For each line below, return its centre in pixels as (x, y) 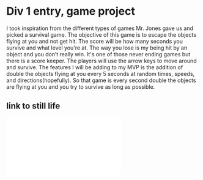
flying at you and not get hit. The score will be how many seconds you (95, 41)
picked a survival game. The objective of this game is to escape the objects (102, 34)
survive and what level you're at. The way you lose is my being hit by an (97, 48)
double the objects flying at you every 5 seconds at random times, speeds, (101, 73)
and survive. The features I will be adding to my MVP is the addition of (95, 67)
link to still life (33, 106)
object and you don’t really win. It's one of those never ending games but (98, 54)
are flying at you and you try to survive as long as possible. (81, 86)
